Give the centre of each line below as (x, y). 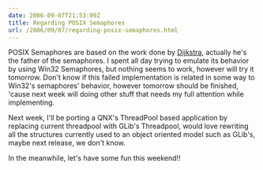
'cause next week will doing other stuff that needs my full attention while (126, 94)
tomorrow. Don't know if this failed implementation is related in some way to (131, 78)
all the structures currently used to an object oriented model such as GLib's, (132, 135)
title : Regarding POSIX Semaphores (67, 23)
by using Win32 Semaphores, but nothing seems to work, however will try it (131, 69)
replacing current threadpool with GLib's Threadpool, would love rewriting (128, 126)
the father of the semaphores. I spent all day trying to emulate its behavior (129, 61)
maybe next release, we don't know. (67, 143)
